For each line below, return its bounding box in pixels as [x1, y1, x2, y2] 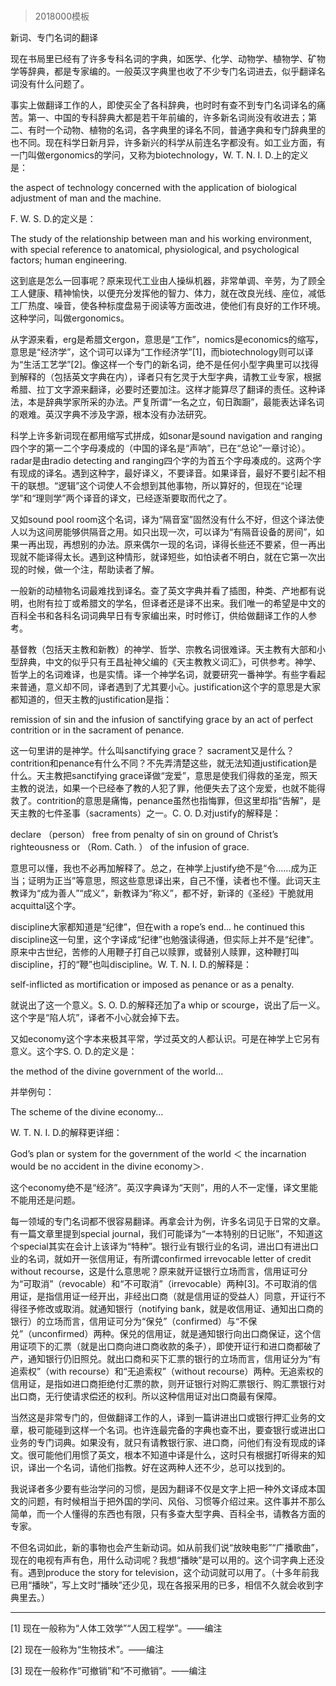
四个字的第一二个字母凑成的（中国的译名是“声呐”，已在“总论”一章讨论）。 [10, 442, 311, 454]
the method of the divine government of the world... [10, 1065, 224, 1078]
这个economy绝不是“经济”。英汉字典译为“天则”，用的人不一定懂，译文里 [10, 1182, 310, 1194]
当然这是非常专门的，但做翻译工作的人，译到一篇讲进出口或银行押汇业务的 [10, 1412, 317, 1424]
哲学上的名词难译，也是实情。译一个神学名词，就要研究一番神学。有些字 [10, 669, 308, 681]
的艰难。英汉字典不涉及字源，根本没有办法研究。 [10, 409, 212, 421]
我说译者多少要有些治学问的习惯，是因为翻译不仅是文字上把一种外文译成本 [10, 1483, 317, 1495]
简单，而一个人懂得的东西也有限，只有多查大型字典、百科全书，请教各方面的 [10, 1508, 326, 1520]
